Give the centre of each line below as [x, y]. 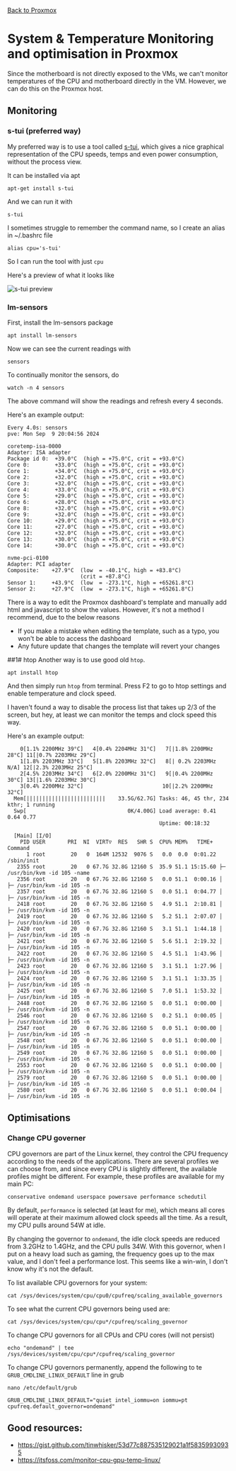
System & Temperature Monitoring [111, 39]
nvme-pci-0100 [28, 558]
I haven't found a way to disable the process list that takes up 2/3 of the [112, 707]
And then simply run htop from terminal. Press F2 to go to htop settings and [117, 686]
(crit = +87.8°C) [106, 576]
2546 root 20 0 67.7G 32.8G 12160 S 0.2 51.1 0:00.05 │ [119, 1016]
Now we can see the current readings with [69, 348]
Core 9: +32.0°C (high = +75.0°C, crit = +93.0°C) [96, 514]
